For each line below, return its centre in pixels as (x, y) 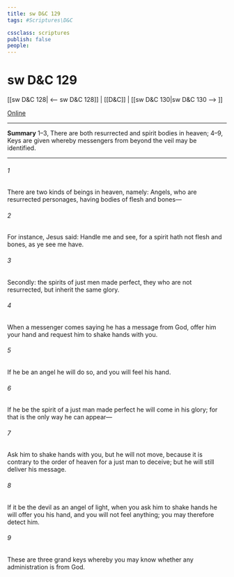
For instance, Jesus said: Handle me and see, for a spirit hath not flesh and (115, 237)
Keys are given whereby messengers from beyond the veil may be (102, 141)
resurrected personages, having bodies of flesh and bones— (95, 200)
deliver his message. (37, 470)
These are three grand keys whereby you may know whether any (100, 560)
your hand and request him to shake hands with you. (83, 334)
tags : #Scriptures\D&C (40, 20)
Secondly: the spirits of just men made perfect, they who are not (100, 282)
